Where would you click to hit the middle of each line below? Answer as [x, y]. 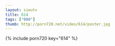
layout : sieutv [21, 10]
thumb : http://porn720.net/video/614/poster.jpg [58, 24]
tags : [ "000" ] [20, 19]
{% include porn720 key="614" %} [41, 38]
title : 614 [17, 15]
